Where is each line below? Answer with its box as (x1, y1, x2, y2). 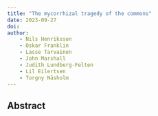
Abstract (7, 99, 46, 111)
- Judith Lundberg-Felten (19, 61, 94, 68)
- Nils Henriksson (19, 36, 72, 43)
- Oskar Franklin (19, 42, 69, 49)
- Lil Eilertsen (19, 68, 67, 75)
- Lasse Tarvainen (19, 49, 72, 56)
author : (7, 29, 30, 37)
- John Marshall (19, 55, 67, 62)
